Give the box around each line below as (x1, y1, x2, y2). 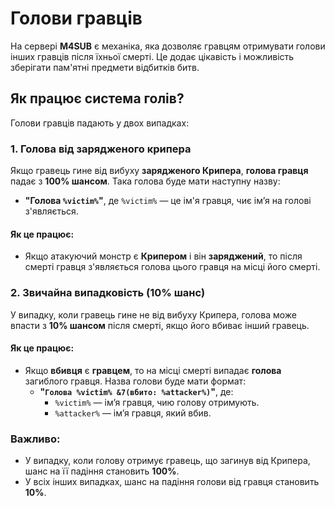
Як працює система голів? (10, 90, 185, 107)
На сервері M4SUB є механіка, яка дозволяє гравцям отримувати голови (10, 40, 326, 52)
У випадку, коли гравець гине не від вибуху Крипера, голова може (10, 308, 298, 321)
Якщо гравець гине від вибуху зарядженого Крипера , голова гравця (10, 165, 309, 177)
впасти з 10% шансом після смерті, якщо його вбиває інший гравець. (10, 319, 310, 331)
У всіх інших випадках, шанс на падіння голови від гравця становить (24, 476, 320, 488)
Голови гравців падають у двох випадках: (10, 117, 190, 129)
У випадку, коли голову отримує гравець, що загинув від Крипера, (24, 455, 311, 467)
